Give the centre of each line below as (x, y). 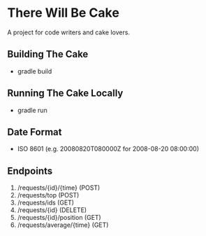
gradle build (35, 71)
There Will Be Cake (64, 13)
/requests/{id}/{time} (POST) (59, 188)
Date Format (35, 132)
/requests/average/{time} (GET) (63, 225)
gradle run (32, 110)
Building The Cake (48, 54)
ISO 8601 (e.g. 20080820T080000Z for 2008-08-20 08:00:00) (108, 149)
